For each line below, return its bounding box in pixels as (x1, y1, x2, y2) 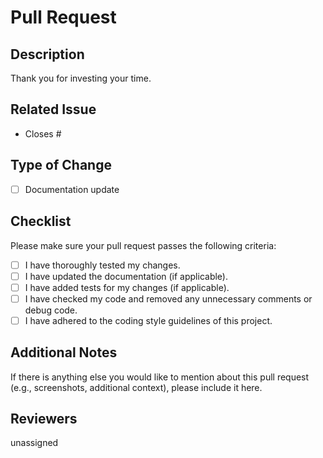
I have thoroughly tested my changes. (24, 259, 181, 271)
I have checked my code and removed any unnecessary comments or (24, 292, 313, 305)
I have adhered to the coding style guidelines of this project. (24, 314, 273, 326)
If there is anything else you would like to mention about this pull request (10, 371, 310, 383)
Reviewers (10, 411, 78, 428)
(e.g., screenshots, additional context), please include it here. (10, 381, 263, 393)
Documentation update (24, 183, 120, 195)
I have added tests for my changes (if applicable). (24, 281, 230, 293)
